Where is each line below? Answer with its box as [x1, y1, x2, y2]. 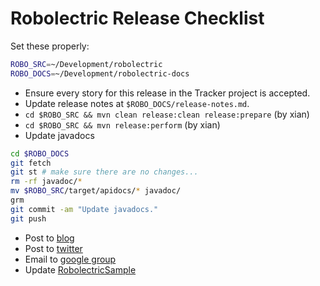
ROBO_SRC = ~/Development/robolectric [10, 59, 163, 69]
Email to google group [24, 253, 117, 265]
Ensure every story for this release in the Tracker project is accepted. [24, 87, 311, 99]
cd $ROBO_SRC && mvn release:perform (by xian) [24, 118, 221, 131]
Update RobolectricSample [24, 263, 137, 276]
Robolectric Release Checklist [10, 7, 265, 30]
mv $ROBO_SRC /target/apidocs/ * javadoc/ [10, 186, 182, 196]
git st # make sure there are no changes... [10, 167, 199, 177]
